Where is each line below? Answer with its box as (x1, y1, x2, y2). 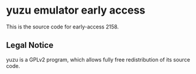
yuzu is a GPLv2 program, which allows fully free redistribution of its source (6, 56, 191, 63)
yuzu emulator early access (6, 4, 146, 17)
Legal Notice (6, 40, 54, 50)
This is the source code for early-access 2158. (6, 23, 119, 30)
